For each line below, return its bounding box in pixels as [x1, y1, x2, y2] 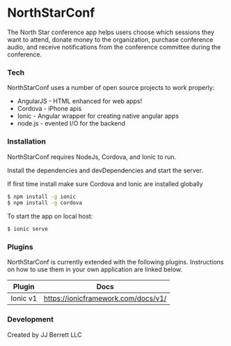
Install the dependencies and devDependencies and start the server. [7, 166, 204, 174]
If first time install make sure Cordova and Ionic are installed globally [7, 179, 203, 188]
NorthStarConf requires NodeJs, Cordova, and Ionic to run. [7, 152, 177, 161]
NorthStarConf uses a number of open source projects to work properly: [7, 84, 215, 92]
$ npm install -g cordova [7, 200, 82, 206]
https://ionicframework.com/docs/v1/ [44, 294, 167, 303]
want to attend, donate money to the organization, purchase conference [7, 35, 214, 43]
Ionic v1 [10, 294, 38, 303]
